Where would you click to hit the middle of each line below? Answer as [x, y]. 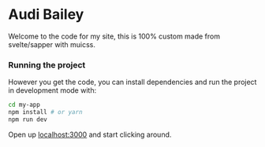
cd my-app [24, 105]
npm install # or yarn [45, 112]
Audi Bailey [46, 15]
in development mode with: [52, 90]
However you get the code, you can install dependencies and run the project [132, 82]
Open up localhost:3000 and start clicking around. [90, 134]
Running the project [47, 64]
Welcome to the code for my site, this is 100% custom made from [114, 36]
